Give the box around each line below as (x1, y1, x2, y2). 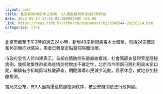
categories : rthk (5, 25, 40, 30)
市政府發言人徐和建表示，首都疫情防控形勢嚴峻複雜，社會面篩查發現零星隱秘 (5, 55, 158, 61)
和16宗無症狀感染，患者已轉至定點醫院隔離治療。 (5, 45, 103, 51)
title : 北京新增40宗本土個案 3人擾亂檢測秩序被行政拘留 (5, 12, 107, 16)
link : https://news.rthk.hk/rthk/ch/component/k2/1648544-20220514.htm (5, 20, 153, 26)
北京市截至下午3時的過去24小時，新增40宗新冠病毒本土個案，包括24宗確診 (5, 39, 156, 45)
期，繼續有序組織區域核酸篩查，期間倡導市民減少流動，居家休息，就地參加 (5, 67, 154, 73)
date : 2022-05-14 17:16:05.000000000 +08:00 (5, 16, 97, 21)
